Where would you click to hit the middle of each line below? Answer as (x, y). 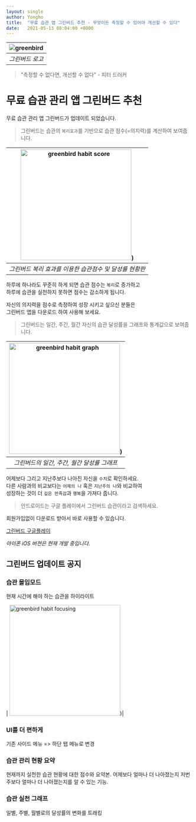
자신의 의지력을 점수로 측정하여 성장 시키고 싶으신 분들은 (71, 305)
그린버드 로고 (26, 59)
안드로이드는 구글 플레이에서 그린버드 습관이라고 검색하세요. (89, 506)
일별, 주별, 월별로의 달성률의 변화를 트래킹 (54, 813)
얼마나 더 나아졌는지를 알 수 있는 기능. (65, 782)
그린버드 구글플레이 (28, 531)
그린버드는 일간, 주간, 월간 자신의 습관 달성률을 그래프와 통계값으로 (97, 325)
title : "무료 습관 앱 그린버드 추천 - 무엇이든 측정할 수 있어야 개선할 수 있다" (93, 22)
